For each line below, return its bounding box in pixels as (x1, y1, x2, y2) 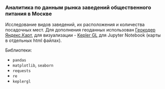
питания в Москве (5, 10, 52, 17)
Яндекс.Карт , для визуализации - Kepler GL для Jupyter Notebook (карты (5, 32, 161, 38)
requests (12, 68, 31, 73)
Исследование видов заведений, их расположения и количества (5, 21, 145, 27)
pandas (12, 58, 27, 63)
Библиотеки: (5, 47, 32, 53)
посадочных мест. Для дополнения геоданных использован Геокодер (5, 27, 155, 33)
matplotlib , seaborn (12, 62, 54, 68)
